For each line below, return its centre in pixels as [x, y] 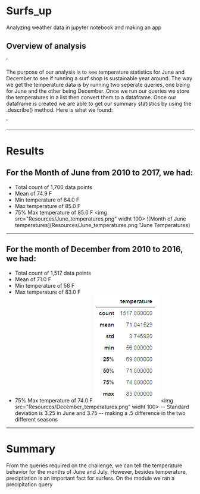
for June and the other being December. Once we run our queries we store [98, 91]
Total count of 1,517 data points [53, 273]
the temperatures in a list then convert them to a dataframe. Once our [91, 97]
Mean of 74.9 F [33, 193]
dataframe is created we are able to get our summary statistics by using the [99, 103]
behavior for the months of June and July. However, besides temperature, [97, 471]
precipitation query [29, 484]
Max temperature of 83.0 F [48, 292]
